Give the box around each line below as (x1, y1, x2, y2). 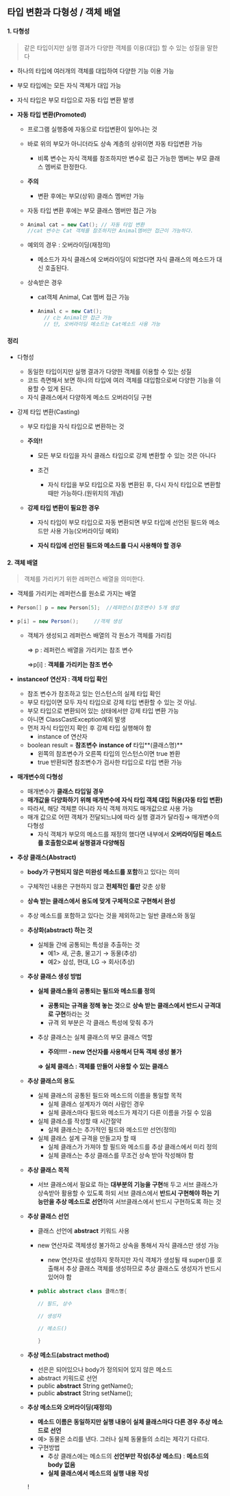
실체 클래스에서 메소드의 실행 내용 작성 (47, 1469, 149, 1477)
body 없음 (47, 1460, 76, 1469)
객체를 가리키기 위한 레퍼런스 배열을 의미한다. (23, 575, 145, 583)
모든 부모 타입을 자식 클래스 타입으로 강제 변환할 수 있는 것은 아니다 (37, 452, 217, 460)
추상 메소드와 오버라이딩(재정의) (27, 1403, 113, 1411)
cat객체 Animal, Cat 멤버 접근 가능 (37, 293, 130, 302)
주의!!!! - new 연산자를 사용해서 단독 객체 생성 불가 (47, 1048, 182, 1056)
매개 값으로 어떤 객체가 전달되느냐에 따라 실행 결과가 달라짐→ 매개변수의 (27, 813, 220, 821)
